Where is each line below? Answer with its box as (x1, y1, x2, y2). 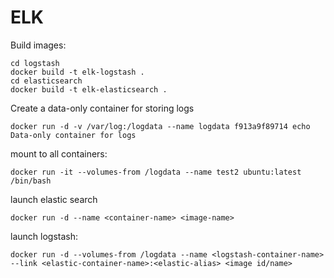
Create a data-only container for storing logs (10, 102, 195, 114)
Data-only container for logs (10, 130, 137, 140)
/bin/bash (10, 176, 52, 186)
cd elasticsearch (10, 76, 83, 86)
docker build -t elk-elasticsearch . (10, 84, 168, 95)
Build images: (10, 39, 67, 51)
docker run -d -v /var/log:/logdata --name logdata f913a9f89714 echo (10, 121, 311, 131)
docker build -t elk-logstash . (10, 67, 145, 77)
